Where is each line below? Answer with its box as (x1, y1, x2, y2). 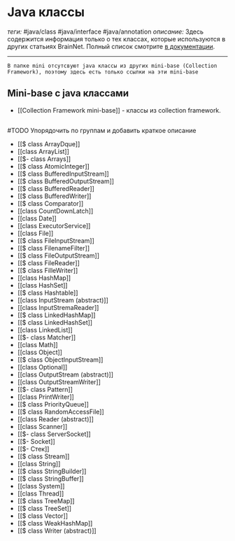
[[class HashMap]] (17, 274, 71, 282)
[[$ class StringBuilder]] (17, 467, 87, 476)
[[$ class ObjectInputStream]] (17, 356, 104, 364)
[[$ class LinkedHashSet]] (17, 318, 93, 327)
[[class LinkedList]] (17, 326, 73, 335)
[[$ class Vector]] (17, 512, 69, 520)
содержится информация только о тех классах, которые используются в (7, 34, 226, 43)
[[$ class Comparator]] (17, 199, 84, 208)
